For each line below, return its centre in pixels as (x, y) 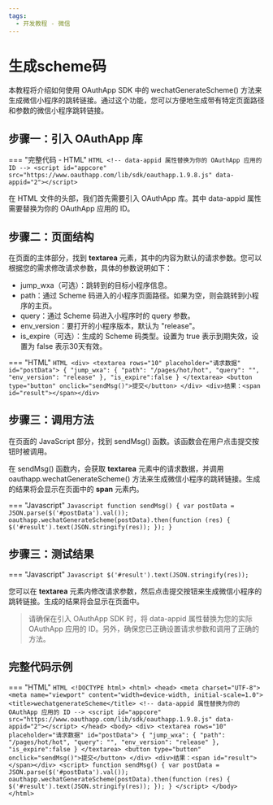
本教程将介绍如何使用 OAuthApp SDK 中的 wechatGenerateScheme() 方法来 (135, 90)
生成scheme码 (58, 66)
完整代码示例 (41, 667)
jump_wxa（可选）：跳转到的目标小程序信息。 (96, 285)
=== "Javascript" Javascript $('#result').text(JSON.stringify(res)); (129, 574)
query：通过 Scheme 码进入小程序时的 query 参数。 (107, 316)
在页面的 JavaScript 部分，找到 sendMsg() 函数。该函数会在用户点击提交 (130, 441)
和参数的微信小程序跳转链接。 (58, 111)
